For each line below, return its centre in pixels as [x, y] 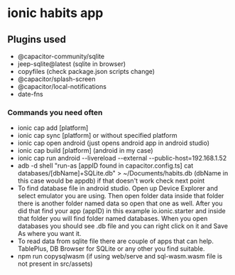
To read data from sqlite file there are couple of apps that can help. [116, 241]
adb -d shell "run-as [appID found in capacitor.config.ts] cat [105, 166]
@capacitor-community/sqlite [61, 56]
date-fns [31, 94]
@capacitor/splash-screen [56, 79]
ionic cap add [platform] [53, 128]
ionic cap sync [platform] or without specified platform [97, 136]
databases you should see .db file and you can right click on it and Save [123, 226]
